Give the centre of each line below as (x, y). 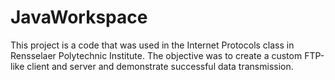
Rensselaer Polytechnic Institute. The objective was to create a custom (156, 55)
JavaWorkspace (79, 17)
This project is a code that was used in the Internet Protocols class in (152, 45)
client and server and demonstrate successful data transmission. (160, 66)
